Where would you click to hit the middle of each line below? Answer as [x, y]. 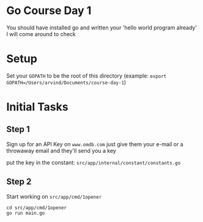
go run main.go [26, 213]
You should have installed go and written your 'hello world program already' [102, 28]
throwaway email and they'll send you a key [61, 150]
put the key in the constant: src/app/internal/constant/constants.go [94, 162]
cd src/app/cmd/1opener [37, 208]
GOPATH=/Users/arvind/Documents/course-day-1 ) [66, 82]
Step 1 [18, 129]
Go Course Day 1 [49, 11]
